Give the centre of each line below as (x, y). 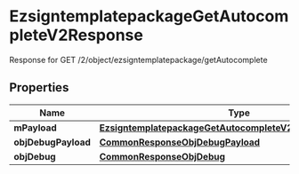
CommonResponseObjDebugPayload (180, 142)
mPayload (36, 128)
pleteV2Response (77, 35)
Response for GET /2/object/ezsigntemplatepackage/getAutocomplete (139, 59)
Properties (39, 87)
